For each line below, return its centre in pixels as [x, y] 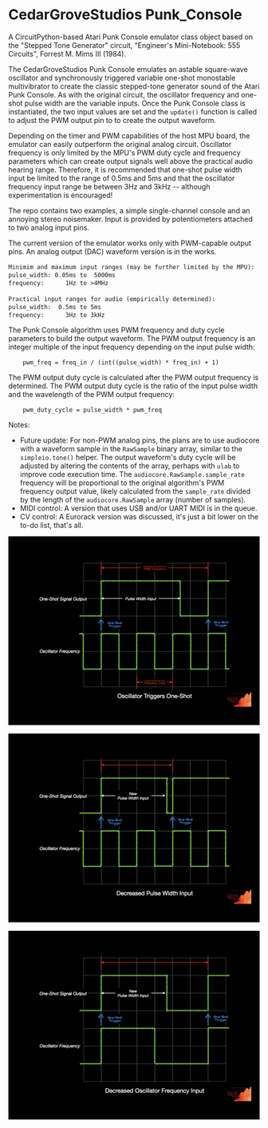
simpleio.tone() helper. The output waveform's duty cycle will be [128, 457]
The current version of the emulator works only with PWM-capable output [130, 243]
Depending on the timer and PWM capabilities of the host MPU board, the [129, 135]
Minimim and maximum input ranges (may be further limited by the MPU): [132, 267]
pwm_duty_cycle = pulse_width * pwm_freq [92, 410]
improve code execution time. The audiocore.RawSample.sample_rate [132, 474]
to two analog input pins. [49, 227]
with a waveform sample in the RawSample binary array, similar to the [131, 448]
